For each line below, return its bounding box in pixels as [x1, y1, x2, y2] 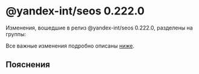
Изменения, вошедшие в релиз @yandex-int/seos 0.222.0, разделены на [5, 24, 193, 31]
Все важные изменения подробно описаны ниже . [5, 42, 134, 49]
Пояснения [5, 60, 50, 70]
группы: [5, 30, 27, 37]
